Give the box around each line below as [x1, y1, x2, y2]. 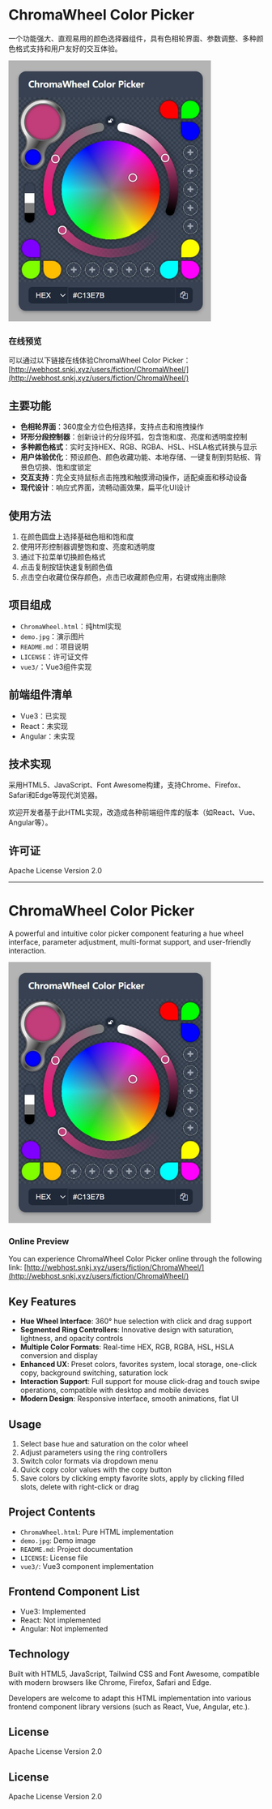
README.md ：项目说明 [19, 641, 89, 651]
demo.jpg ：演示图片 [19, 631, 86, 641]
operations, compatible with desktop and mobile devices [19, 1385, 210, 1395]
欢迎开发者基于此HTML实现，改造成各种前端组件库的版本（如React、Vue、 [8, 808, 260, 817]
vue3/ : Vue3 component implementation [19, 1561, 154, 1571]
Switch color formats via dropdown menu [19, 1456, 159, 1466]
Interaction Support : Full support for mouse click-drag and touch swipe [19, 1377, 261, 1387]
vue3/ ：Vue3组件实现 [19, 662, 92, 671]
